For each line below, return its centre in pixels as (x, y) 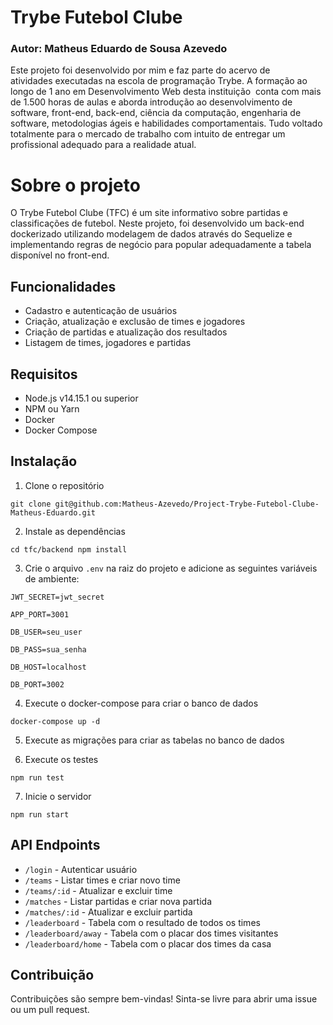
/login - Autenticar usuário (81, 869)
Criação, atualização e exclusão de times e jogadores (135, 322)
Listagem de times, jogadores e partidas (108, 343)
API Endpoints (55, 845)
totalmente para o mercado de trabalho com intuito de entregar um (148, 134)
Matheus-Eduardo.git (53, 512)
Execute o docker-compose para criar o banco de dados (141, 703)
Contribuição (52, 975)
